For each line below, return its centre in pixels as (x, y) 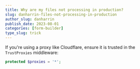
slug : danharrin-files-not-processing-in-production (61, 14)
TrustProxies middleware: (32, 52)
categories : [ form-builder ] (34, 28)
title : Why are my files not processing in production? (64, 10)
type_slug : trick (23, 33)
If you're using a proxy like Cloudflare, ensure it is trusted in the (70, 47)
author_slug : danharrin (30, 19)
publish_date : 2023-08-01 (32, 24)
